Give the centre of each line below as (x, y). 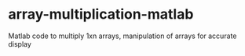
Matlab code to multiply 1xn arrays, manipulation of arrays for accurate (122, 36)
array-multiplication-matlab (101, 14)
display (20, 44)
